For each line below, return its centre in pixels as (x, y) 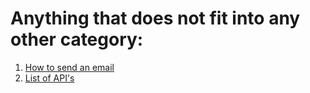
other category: (77, 39)
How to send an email (69, 67)
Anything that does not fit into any (155, 18)
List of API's (49, 78)
